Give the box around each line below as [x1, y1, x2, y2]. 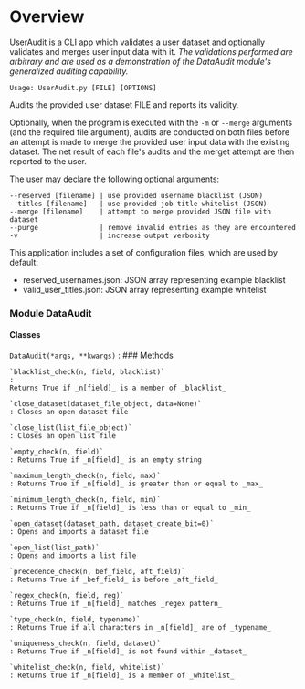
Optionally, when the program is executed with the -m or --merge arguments [9, 117, 293, 128]
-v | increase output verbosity [9, 231, 210, 240]
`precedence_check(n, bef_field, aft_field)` [9, 568, 185, 577]
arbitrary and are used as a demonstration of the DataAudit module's [9, 56, 272, 67]
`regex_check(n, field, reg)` [9, 591, 125, 600]
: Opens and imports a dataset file [9, 527, 149, 537]
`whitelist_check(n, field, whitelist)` [9, 663, 166, 673]
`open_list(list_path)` [9, 543, 100, 553]
